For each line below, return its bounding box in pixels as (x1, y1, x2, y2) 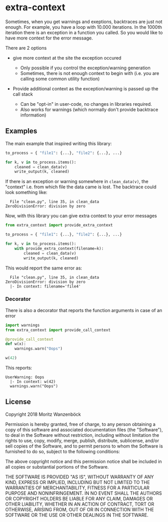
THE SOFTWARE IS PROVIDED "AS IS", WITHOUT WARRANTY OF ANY (5, 474, 154, 480)
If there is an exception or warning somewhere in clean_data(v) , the (5, 179, 149, 185)
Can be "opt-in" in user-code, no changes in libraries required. (20, 101, 152, 107)
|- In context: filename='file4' (10, 284, 81, 289)
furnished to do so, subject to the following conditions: (5, 448, 120, 454)
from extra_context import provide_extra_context (5, 223, 113, 228)
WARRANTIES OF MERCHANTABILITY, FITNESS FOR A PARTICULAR (5, 485, 150, 491)
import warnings (5, 322, 40, 327)
